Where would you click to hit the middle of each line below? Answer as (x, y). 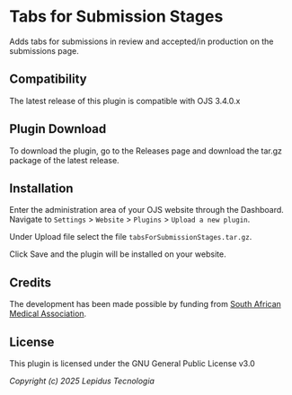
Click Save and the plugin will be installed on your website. (118, 254)
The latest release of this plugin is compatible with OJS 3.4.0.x (125, 101)
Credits (31, 282)
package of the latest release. (64, 160)
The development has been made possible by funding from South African (145, 304)
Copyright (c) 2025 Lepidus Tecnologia (82, 381)
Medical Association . (48, 314)
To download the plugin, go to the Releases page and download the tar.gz (146, 151)
